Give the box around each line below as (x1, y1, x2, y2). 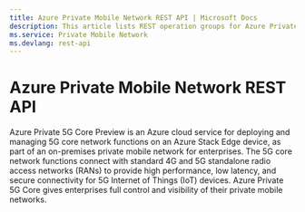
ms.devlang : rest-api (9, 38, 92, 48)
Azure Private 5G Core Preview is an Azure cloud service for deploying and (9, 127, 290, 138)
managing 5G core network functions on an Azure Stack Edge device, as (9, 137, 281, 148)
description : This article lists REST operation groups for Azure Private (9, 22, 299, 31)
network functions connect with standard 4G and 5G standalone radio (9, 156, 271, 167)
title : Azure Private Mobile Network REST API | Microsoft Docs (9, 13, 258, 23)
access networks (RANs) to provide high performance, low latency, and (9, 165, 277, 177)
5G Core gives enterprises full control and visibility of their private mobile (9, 185, 283, 196)
